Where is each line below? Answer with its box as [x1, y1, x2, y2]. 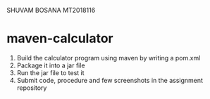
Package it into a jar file [16, 61, 85, 70]
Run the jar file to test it [16, 68, 85, 77]
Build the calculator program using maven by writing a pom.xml [16, 53, 201, 62]
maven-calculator [6, 31, 113, 46]
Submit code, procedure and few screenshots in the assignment [16, 76, 204, 84]
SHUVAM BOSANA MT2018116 [6, 6, 96, 14]
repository [16, 84, 47, 92]
